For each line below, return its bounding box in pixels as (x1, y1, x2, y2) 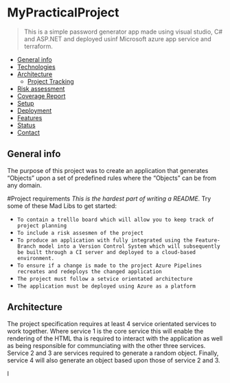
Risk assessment (16, 84, 65, 93)
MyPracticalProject (7, 5, 119, 21)
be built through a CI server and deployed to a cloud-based (16, 248, 196, 255)
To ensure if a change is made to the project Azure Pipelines (16, 262, 203, 269)
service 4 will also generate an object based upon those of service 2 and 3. (7, 356, 221, 364)
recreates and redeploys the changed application (16, 268, 163, 275)
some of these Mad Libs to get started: (7, 201, 117, 210)
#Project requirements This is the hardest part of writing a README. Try (7, 194, 211, 202)
